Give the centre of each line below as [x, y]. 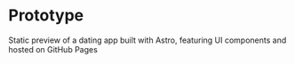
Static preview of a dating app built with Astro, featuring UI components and [147, 40]
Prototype [46, 16]
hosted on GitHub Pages [53, 49]
